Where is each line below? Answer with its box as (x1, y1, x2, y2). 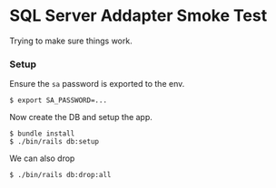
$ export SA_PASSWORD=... (9, 96, 107, 105)
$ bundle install (9, 129, 75, 138)
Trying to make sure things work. (9, 35, 133, 46)
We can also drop (9, 153, 75, 164)
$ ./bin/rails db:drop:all (9, 171, 112, 180)
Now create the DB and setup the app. (9, 112, 153, 123)
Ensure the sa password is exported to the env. (9, 79, 185, 89)
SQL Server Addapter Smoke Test (9, 5, 268, 26)
